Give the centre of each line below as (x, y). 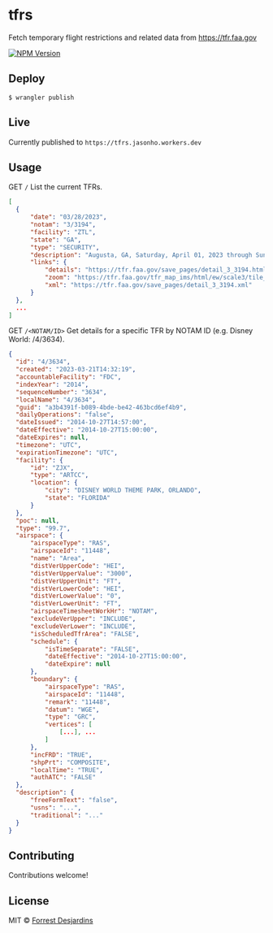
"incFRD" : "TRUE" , (61, 755)
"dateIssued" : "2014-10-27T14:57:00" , (82, 423)
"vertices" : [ (68, 725)
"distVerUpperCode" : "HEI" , (78, 566)
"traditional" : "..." (67, 815)
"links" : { (48, 263)
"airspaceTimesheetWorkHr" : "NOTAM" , (94, 611)
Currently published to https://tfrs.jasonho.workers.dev (105, 142)
